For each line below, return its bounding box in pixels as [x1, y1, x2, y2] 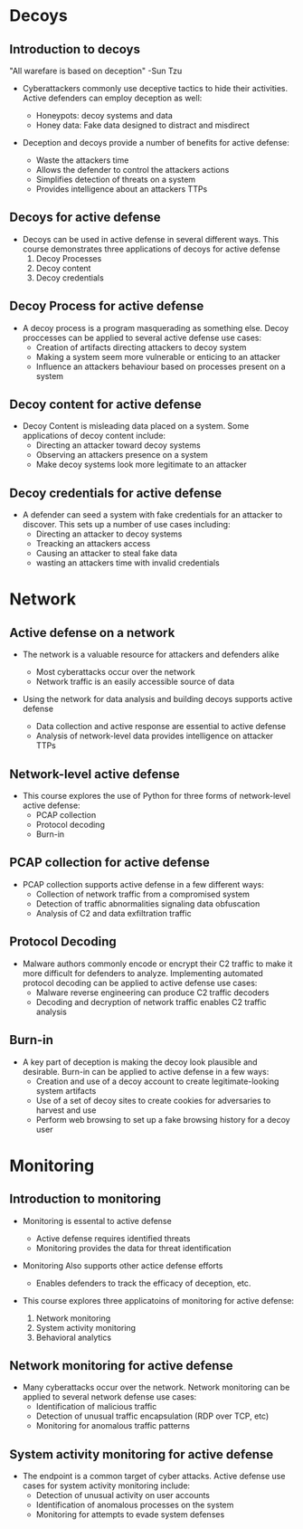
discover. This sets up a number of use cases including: [22, 519, 231, 530]
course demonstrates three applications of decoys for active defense [22, 243, 280, 254]
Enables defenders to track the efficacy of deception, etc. [35, 1277, 251, 1288]
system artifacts [35, 1085, 97, 1096]
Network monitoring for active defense [9, 1358, 233, 1373]
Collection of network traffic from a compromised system [35, 888, 251, 899]
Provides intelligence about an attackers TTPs [35, 184, 208, 195]
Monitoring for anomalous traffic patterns [35, 1420, 190, 1431]
